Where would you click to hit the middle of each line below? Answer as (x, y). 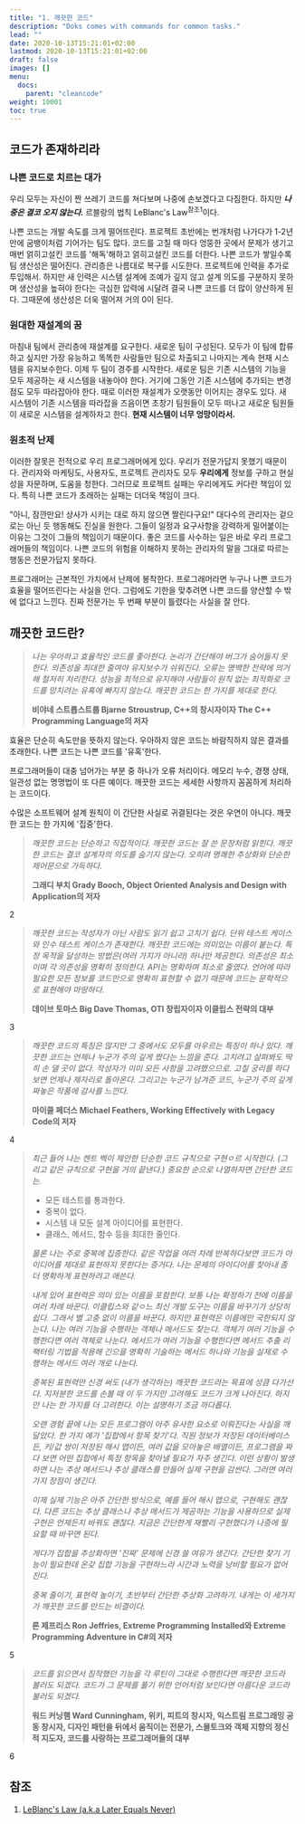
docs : (28, 85)
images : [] (30, 69)
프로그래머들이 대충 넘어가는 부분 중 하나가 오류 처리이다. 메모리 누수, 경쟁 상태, (149, 771)
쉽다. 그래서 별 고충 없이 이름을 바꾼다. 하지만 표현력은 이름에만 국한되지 (158, 1318)
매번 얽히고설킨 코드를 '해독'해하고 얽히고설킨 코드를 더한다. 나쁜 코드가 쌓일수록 (151, 253)
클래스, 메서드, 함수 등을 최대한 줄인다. (113, 1234)
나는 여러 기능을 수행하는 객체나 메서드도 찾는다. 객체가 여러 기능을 (168, 1329)
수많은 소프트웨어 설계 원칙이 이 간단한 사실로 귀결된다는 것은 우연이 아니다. (142, 812)
